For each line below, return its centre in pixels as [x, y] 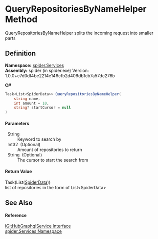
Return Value [19, 171]
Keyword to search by [39, 139]
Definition [20, 54]
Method [21, 19]
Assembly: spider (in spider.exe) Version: [47, 70]
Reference [16, 215]
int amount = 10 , [32, 103]
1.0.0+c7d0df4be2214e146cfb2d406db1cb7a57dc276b [60, 76]
